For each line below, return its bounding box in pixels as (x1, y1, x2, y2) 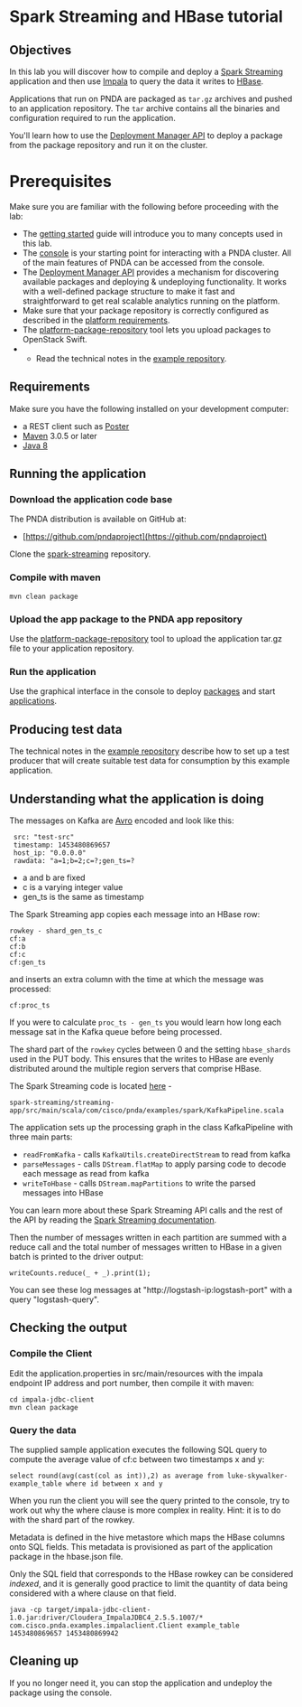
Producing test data (9, 721, 124, 737)
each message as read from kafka (22, 1168, 150, 1178)
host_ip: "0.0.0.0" (13, 848, 87, 858)
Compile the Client (9, 1347, 93, 1360)
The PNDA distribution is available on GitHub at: (9, 513, 187, 525)
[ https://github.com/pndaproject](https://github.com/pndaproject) (22, 531, 268, 542)
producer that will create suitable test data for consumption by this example (9, 755, 290, 766)
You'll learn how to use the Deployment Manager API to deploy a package (9, 130, 283, 141)
